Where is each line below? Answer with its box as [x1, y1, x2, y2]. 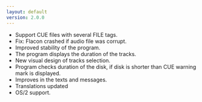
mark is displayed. [15, 69, 61, 77]
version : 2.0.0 [6, 14, 45, 21]
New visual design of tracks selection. [15, 57, 111, 64]
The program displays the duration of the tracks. [15, 50, 136, 57]
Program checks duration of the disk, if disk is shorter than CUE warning [15, 63, 197, 70]
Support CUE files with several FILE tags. [15, 31, 118, 38]
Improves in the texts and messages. [15, 76, 107, 83]
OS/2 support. [15, 89, 51, 96]
